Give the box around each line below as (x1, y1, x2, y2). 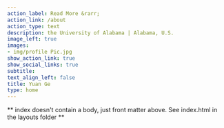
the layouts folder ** (7, 113, 65, 121)
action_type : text (7, 23, 60, 30)
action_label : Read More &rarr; (7, 10, 100, 17)
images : (7, 42, 30, 49)
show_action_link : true (7, 55, 76, 62)
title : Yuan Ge (7, 81, 51, 87)
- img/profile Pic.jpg (7, 49, 72, 56)
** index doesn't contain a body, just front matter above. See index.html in (7, 106, 218, 114)
